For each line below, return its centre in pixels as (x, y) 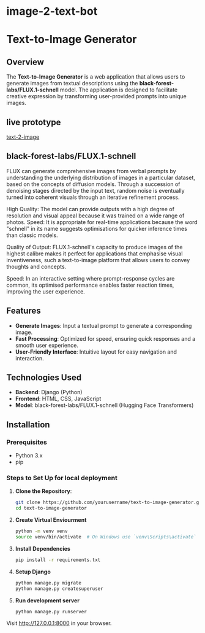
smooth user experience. (47, 345)
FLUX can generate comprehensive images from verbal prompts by (91, 171)
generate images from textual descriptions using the (72, 83)
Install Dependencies (43, 548)
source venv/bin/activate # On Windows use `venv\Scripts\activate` (106, 537)
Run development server (47, 600)
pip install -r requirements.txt (58, 560)
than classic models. (32, 235)
